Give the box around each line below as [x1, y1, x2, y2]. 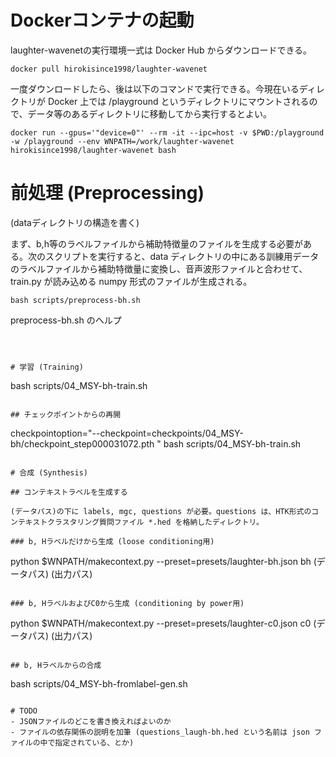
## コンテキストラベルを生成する [10, 487, 128, 497]
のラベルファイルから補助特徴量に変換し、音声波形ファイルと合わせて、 [10, 262, 308, 275]
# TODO [10, 706, 38, 716]
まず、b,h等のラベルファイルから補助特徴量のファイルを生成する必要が [10, 237, 303, 250]
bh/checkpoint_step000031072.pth [10, 437, 155, 450]
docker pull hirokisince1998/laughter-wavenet [10, 64, 208, 74]
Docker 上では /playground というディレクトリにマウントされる [47, 95, 310, 107]
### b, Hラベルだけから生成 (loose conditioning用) [10, 536, 215, 546]
